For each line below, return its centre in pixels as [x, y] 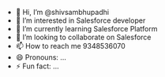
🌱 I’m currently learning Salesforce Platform [86, 29]
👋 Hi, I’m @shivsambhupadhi [62, 12]
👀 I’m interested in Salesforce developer [81, 20]
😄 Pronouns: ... [41, 57]
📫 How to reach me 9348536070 [71, 46]
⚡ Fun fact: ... [37, 66]
